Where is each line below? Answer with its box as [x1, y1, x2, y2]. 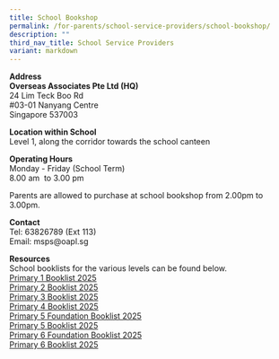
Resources [9, 253, 51, 265]
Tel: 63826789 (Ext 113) [9, 226, 97, 238]
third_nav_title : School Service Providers [9, 38, 175, 48]
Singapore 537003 [9, 109, 79, 120]
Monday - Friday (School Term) [9, 163, 126, 174]
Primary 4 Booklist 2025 [9, 302, 99, 312]
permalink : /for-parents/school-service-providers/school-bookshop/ [9, 22, 271, 31]
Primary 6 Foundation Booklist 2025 [9, 329, 142, 341]
